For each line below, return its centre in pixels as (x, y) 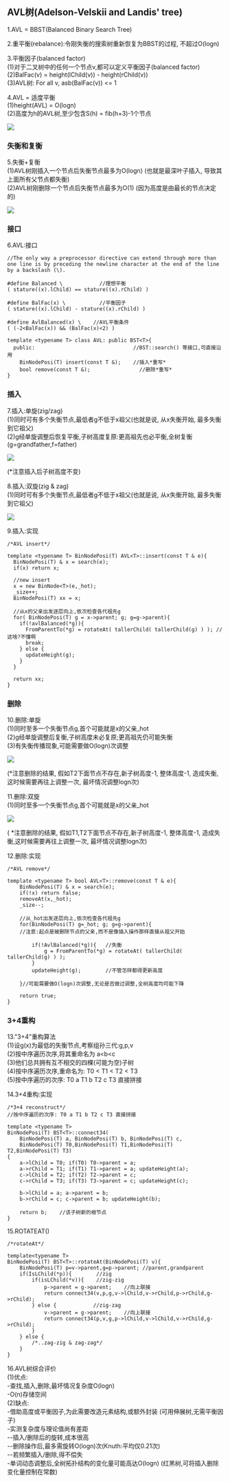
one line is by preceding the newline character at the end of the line (113, 264)
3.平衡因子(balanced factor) (46, 58)
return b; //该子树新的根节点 (63, 1213)
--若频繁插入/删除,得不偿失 (45, 1454)
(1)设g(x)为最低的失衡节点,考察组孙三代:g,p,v (70, 1045)
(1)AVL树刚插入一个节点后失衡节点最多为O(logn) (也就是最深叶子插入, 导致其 (115, 171)
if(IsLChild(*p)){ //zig (66, 1274)
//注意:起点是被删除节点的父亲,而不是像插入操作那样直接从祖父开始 (102, 932)
